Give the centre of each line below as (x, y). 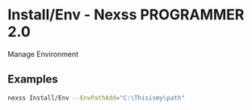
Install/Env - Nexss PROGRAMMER (126, 15)
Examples (33, 79)
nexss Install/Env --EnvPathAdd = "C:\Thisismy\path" (96, 98)
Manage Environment (43, 54)
